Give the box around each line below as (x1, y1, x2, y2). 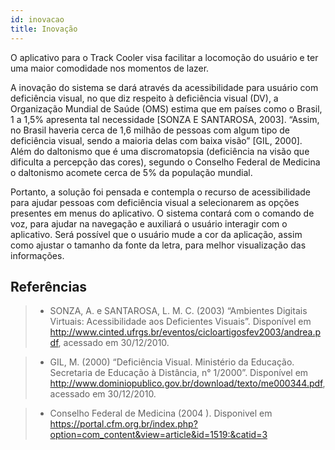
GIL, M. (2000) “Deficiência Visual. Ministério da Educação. (49, 356, 295, 368)
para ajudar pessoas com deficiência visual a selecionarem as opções (10, 196, 300, 208)
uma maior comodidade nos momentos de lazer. (10, 62, 210, 74)
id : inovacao (10, 14, 65, 25)
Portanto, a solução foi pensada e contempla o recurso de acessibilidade (10, 186, 312, 198)
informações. (10, 249, 65, 261)
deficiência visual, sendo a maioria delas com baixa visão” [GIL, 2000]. (10, 134, 303, 146)
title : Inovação (10, 24, 78, 34)
